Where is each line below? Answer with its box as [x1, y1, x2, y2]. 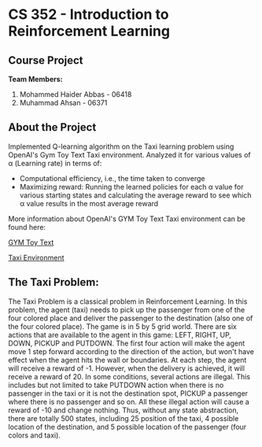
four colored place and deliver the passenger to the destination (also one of [8, 313, 253, 323]
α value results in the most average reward [19, 198, 159, 208]
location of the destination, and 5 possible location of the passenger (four [8, 422, 247, 431]
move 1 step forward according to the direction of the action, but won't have [8, 346, 254, 356]
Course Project [8, 54, 84, 67]
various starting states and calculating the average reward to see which [19, 190, 252, 200]
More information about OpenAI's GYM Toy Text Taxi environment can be [8, 214, 245, 223]
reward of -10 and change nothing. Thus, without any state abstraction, [8, 405, 238, 415]
